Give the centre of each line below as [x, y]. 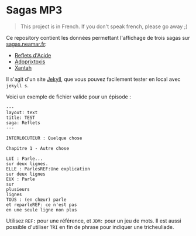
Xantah [23, 67]
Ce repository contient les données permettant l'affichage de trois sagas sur [98, 37]
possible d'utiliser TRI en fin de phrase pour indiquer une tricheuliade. [90, 227]
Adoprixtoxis [30, 61]
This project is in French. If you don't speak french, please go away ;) [104, 26]
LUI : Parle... [25, 159]
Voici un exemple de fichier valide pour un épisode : [69, 97]
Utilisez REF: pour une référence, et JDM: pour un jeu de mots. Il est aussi [94, 221]
